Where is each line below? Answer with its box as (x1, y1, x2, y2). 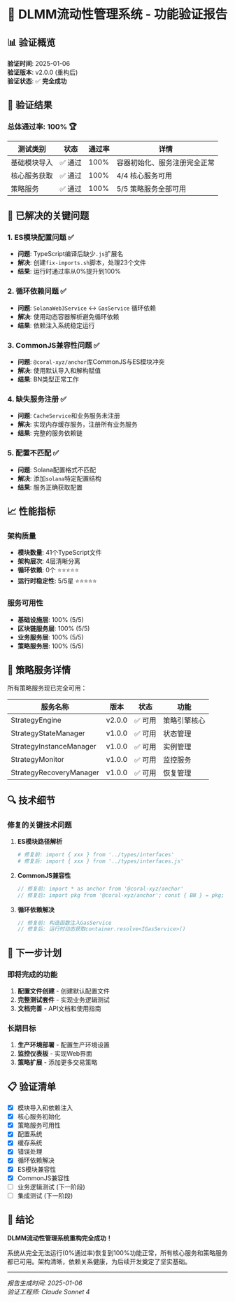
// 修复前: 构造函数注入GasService (17, 919, 112, 926)
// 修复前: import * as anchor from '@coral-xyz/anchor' (17, 885, 184, 892)
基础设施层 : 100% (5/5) (17, 615, 84, 623)
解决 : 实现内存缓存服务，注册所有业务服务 (17, 420, 138, 429)
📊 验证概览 (7, 36, 56, 48)
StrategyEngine (10, 715, 62, 725)
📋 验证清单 (7, 1080, 57, 1092)
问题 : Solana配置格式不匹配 (17, 465, 97, 474)
